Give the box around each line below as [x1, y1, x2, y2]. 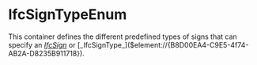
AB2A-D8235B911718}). [8, 48, 85, 58]
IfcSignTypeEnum [8, 6, 127, 24]
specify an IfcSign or [8, 40, 76, 49]
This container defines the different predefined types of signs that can [8, 32, 237, 41]
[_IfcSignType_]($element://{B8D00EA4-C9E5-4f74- [77, 40, 249, 49]
